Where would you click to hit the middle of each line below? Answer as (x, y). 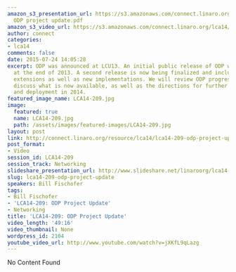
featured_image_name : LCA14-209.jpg (61, 99)
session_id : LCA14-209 (40, 158)
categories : (25, 40)
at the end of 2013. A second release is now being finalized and (113, 72)
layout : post (26, 131)
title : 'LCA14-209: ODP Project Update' (67, 216)
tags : (15, 190)
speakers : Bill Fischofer (45, 183)
